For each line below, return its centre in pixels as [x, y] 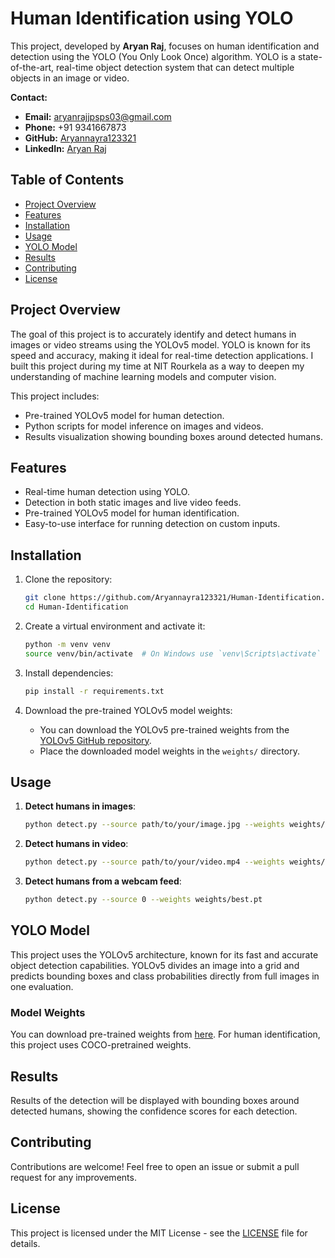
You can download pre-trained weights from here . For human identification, [165, 1034]
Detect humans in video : [76, 844]
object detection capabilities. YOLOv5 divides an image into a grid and [155, 965]
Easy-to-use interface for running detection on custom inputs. [152, 524]
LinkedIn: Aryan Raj [65, 148]
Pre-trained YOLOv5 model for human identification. [132, 513]
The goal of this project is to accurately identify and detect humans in [153, 334]
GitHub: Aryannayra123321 [80, 138]
